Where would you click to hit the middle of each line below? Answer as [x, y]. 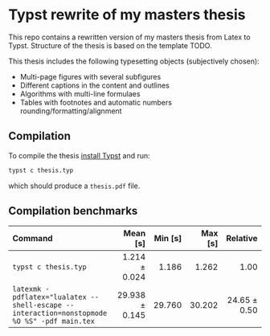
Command [33, 239]
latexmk [27, 289]
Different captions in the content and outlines [95, 85]
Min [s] [168, 239]
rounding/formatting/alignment [71, 111]
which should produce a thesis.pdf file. [74, 186]
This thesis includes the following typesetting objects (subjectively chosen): [134, 61]
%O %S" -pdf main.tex [53, 322]
